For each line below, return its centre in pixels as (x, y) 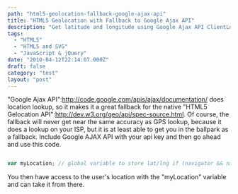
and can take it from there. (46, 185)
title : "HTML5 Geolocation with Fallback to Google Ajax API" (101, 20)
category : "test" (33, 73)
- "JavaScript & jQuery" (50, 54)
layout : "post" (30, 79)
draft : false (27, 66)
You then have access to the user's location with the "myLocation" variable (117, 177)
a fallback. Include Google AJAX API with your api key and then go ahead (114, 137)
